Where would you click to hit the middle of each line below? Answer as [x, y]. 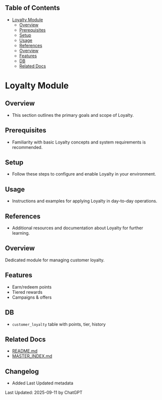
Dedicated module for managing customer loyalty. [55, 260]
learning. [21, 233]
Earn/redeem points [32, 287]
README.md [25, 351]
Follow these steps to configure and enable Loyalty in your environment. [84, 174]
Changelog [22, 371]
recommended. [27, 147]
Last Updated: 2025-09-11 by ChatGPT [44, 393]
